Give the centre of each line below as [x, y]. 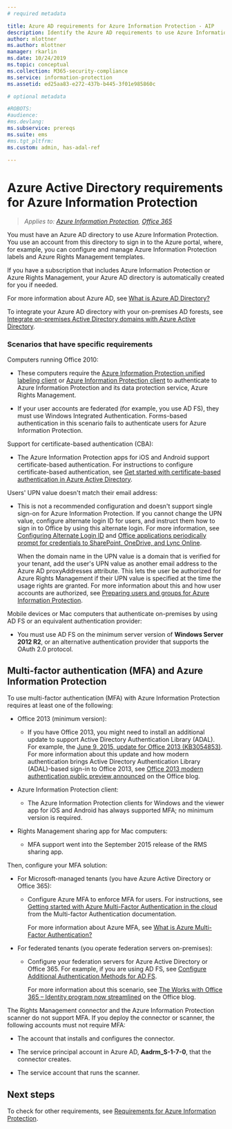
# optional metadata [37, 96]
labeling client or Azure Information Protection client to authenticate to [117, 380]
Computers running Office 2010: [53, 360]
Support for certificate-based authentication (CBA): [80, 444]
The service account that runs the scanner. [78, 1073]
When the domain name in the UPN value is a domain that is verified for [119, 556]
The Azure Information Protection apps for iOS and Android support [113, 457]
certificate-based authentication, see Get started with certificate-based [119, 472]
